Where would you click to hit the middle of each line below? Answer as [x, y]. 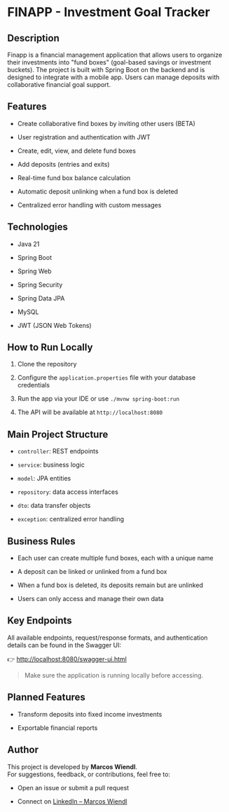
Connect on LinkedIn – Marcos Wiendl [72, 801]
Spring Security [40, 284]
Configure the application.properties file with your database [106, 378]
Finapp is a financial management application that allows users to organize [115, 55]
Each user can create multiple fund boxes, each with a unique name [115, 558]
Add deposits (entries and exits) [63, 164]
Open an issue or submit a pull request [73, 787]
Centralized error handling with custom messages [89, 205]
